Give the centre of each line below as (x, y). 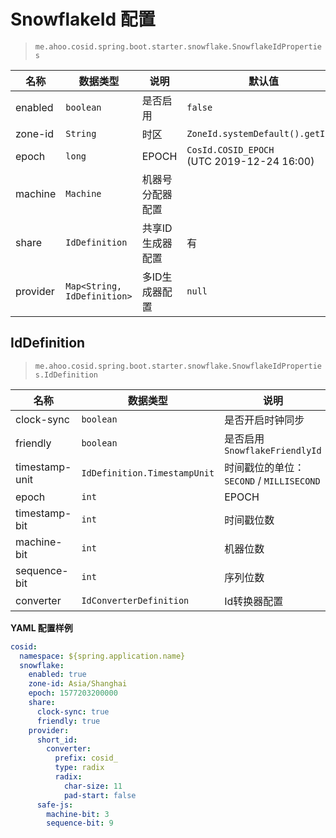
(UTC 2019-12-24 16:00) (250, 161)
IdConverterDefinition (135, 600)
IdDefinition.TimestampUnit (148, 473)
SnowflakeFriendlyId (273, 450)
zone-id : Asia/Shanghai (78, 684)
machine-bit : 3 (78, 814)
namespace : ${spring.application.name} (102, 656)
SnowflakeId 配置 (83, 19)
